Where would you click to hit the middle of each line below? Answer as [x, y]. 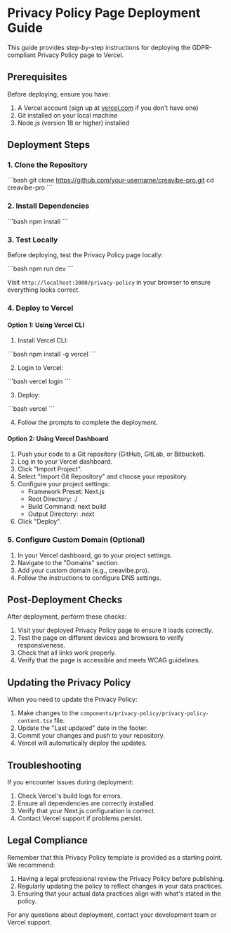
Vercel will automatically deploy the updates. [82, 743]
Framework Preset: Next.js [66, 492]
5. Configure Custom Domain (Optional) [76, 540]
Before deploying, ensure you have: [59, 94]
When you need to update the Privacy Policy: [72, 700]
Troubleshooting [45, 765]
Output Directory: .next [61, 514]
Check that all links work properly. [67, 653]
